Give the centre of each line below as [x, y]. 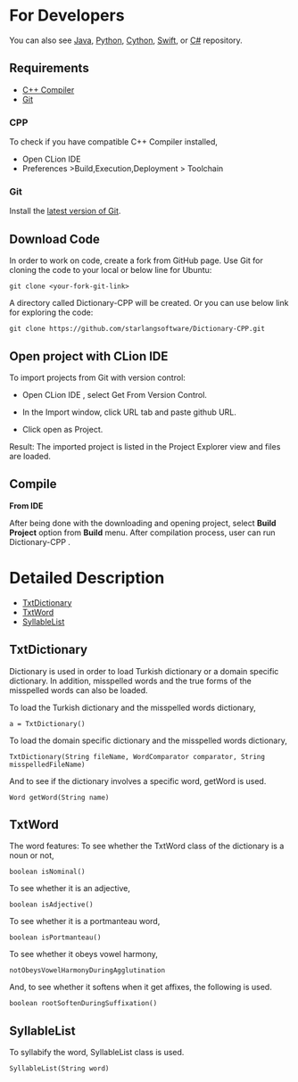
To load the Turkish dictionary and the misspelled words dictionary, [132, 707]
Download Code [55, 239]
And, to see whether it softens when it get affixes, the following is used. [141, 987]
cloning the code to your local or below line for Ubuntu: [111, 270]
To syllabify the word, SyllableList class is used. [97, 1053]
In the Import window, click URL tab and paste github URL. [129, 412]
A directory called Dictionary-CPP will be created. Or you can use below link [149, 303]
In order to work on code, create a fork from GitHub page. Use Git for [136, 260]
